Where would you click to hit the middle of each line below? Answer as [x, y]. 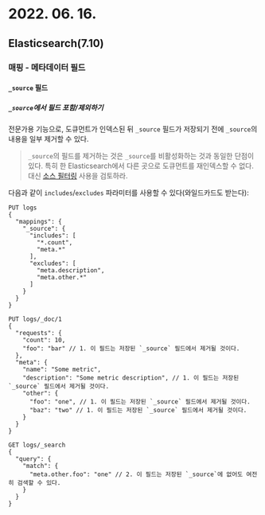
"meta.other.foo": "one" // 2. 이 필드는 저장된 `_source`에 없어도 [136, 474]
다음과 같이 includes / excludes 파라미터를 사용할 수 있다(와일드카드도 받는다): [129, 193]
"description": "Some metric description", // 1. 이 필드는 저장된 [131, 378]
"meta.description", [71, 271]
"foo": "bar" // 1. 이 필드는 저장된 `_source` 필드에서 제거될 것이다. [131, 349]
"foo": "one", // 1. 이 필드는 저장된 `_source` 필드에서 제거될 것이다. [140, 402]
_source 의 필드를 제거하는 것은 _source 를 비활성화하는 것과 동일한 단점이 [141, 156]
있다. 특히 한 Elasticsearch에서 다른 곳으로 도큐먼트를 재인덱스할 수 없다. [141, 166]
